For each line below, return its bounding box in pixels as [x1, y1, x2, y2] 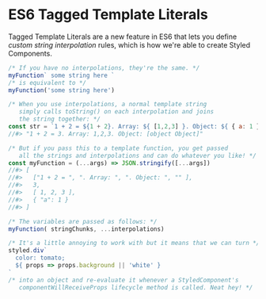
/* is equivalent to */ [8, 79, 87, 86]
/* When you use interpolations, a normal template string [8, 101, 207, 109]
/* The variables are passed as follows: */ [8, 217, 158, 225]
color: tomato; [15, 254, 66, 263]
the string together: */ [18, 115, 101, 124]
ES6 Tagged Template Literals [8, 6, 208, 24]
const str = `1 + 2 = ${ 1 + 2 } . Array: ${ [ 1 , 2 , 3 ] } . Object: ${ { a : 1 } [8, 123, 260, 131]
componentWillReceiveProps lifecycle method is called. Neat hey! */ [18, 283, 253, 291]
